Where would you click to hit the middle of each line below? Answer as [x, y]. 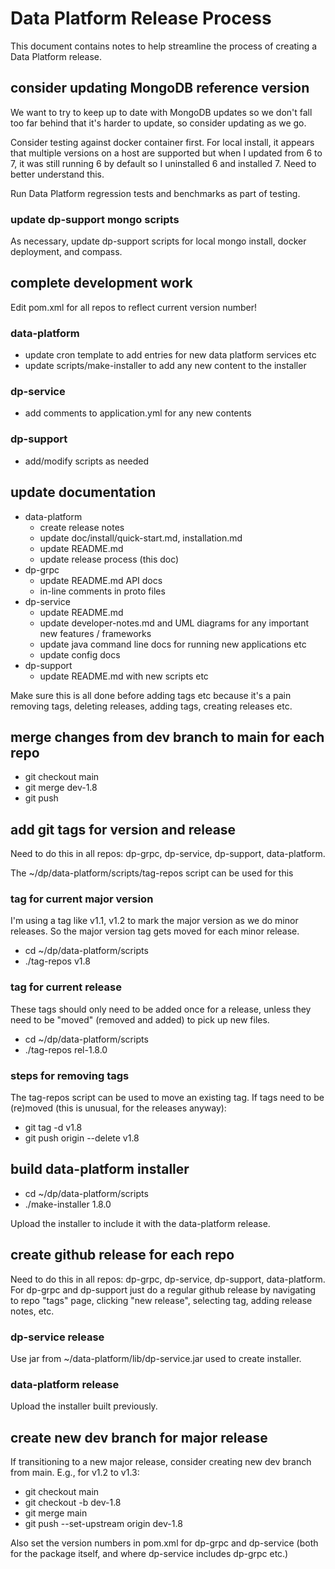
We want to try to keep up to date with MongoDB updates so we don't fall [161, 112]
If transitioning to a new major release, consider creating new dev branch [161, 1462]
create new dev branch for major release [139, 1437]
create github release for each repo [122, 1255]
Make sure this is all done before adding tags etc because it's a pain [151, 695]
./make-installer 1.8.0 [68, 1204]
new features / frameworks [95, 633]
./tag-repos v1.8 [57, 961]
